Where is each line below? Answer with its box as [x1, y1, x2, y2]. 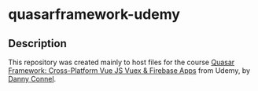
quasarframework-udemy [8, 5, 181, 24]
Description [8, 37, 67, 50]
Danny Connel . [8, 75, 57, 83]
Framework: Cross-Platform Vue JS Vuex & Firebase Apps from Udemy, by [8, 66, 250, 75]
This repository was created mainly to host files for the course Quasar [8, 57, 235, 67]
